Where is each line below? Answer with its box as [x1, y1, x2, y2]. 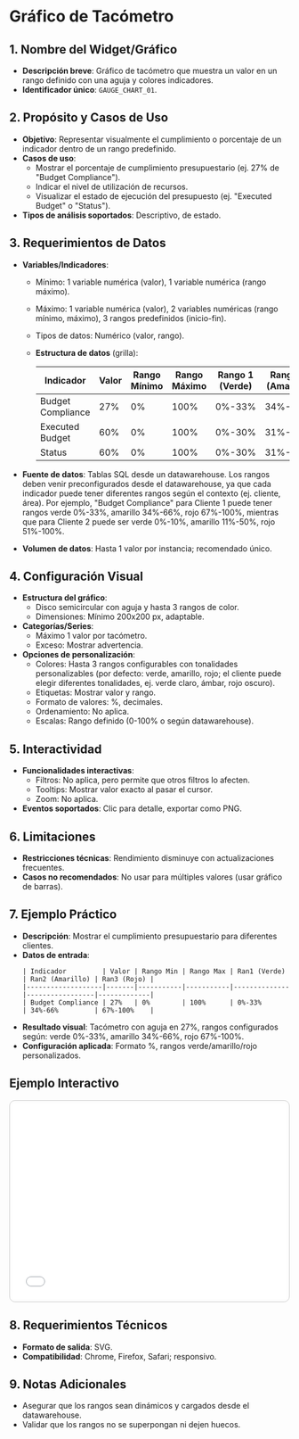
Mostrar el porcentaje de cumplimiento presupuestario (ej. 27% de [35, 162, 280, 173]
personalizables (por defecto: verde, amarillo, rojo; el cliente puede [35, 668, 282, 679]
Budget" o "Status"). [35, 200, 111, 211]
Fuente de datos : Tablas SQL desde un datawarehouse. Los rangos [21, 468, 270, 479]
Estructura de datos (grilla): [35, 347, 139, 358]
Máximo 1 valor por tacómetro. [35, 631, 148, 641]
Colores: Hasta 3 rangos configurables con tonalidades [35, 658, 238, 670]
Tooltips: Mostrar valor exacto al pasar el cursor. [35, 784, 214, 795]
